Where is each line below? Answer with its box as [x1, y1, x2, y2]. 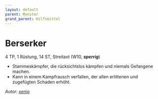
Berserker [5, 37, 47, 49]
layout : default [5, 7, 38, 12]
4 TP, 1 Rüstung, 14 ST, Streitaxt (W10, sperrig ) [5, 54, 100, 60]
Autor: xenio [5, 89, 30, 95]
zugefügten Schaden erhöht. [12, 79, 71, 85]
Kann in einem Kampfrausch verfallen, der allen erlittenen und [12, 74, 138, 80]
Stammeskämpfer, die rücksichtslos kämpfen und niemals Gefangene [12, 64, 154, 69]
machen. [12, 68, 31, 74]
